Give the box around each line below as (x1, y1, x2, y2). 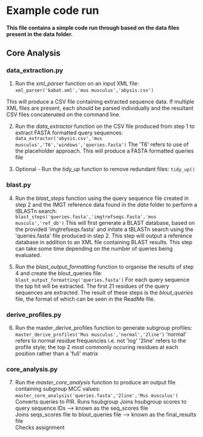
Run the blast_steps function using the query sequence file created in (15, 195, 189, 202)
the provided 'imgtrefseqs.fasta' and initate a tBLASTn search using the (15, 225, 194, 233)
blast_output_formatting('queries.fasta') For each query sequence (15, 276, 190, 283)
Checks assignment (15, 424, 65, 431)
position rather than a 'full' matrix (15, 350, 98, 358)
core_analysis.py (6, 365, 58, 373)
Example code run (6, 4, 99, 18)
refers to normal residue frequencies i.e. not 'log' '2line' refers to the (15, 337, 187, 344)
